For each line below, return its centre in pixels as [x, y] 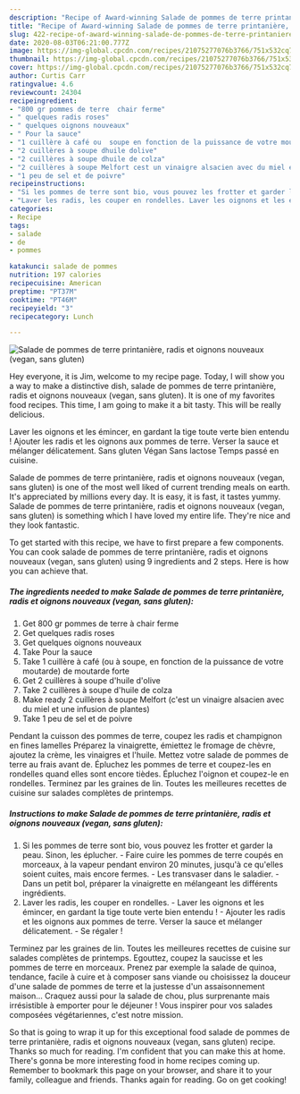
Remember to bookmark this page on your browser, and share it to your [141, 1071]
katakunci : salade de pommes [63, 267]
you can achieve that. [49, 571]
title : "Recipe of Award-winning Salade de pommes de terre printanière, [150, 26]
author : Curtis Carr [48, 76]
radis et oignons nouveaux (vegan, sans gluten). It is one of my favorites [142, 395]
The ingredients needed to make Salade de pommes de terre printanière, [147, 591]
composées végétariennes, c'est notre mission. [96, 1015]
